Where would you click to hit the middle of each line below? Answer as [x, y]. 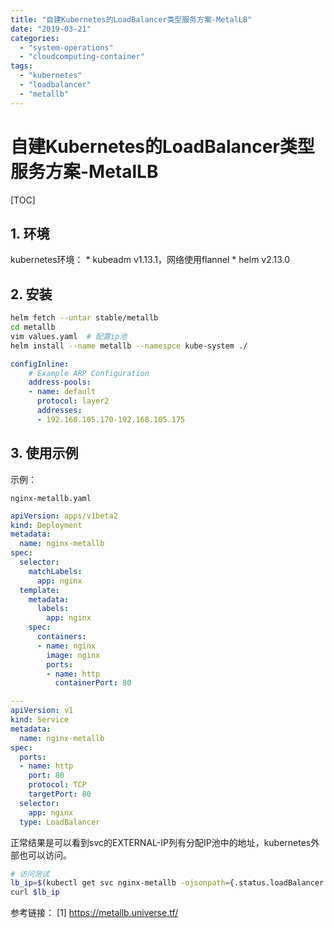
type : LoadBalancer [60, 822]
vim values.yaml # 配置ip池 [69, 336]
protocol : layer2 [73, 401]
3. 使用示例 [44, 453]
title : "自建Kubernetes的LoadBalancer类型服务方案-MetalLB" [131, 19]
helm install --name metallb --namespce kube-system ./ [129, 346]
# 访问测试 [30, 874]
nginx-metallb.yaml [51, 498]
